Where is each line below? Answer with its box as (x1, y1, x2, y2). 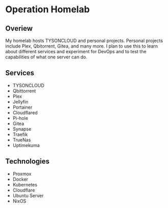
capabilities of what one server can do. (5, 54, 88, 60)
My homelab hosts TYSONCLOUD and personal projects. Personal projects (5, 37, 163, 44)
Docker (12, 176, 29, 182)
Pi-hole (12, 115, 28, 121)
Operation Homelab (5, 4, 90, 15)
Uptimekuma (12, 142, 40, 148)
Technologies (5, 157, 50, 166)
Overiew (5, 24, 33, 33)
